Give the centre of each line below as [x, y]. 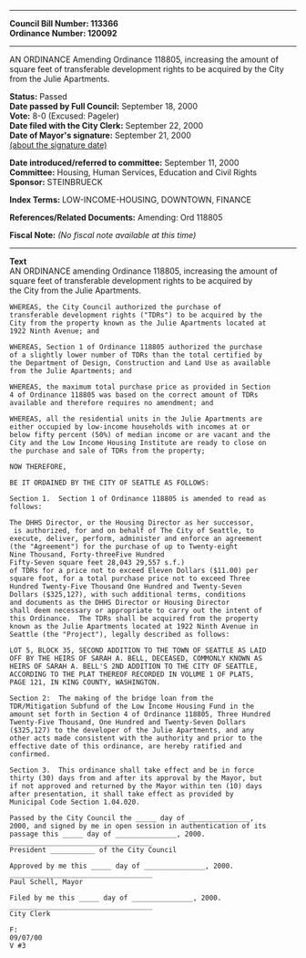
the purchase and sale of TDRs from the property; [107, 451]
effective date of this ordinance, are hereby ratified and [126, 746]
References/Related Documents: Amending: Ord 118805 [116, 217]
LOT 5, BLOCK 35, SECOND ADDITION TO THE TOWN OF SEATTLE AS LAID [138, 651]
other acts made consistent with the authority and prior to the [136, 738]
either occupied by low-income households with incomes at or [130, 427]
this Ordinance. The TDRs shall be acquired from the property [134, 619]
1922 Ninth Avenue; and [55, 331]
